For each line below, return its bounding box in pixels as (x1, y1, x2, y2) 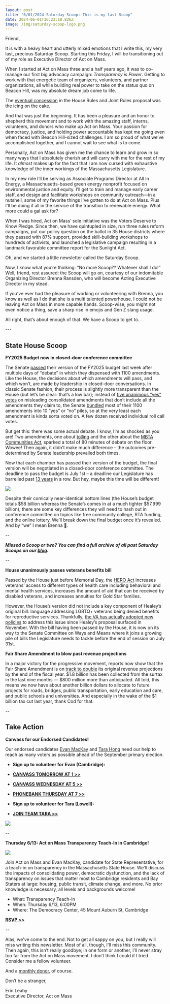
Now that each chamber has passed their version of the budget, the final (5, 460, 157, 466)
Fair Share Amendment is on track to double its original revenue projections (5, 666, 163, 672)
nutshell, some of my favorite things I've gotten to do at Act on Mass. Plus (5, 197, 160, 203)
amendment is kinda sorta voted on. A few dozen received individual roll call (5, 413, 165, 419)
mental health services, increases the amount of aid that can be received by (5, 588, 164, 594)
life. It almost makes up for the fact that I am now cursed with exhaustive (5, 161, 157, 167)
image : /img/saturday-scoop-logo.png (5, 21, 85, 27)
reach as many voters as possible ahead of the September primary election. (5, 751, 164, 758)
